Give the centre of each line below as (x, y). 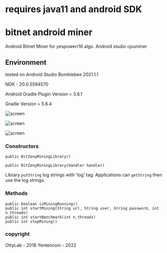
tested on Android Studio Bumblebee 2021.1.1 (52, 74)
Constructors (22, 146)
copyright (18, 234)
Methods (16, 193)
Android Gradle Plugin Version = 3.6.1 (44, 94)
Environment (26, 62)
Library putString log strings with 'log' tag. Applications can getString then (84, 175)
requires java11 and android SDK (74, 9)
